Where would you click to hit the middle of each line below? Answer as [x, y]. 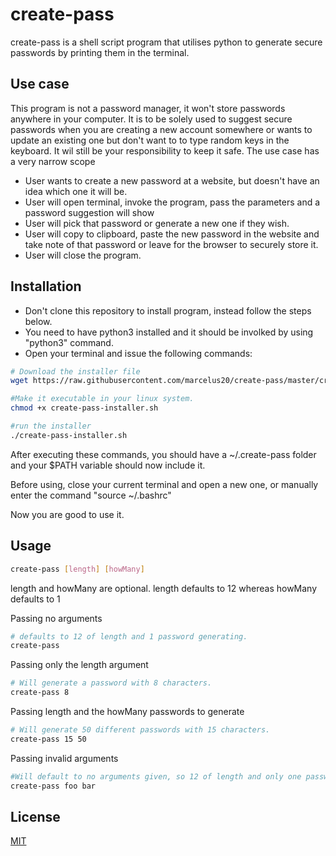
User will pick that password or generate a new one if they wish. [157, 223]
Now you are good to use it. [67, 514]
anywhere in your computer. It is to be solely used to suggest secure [151, 119]
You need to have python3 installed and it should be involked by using [169, 332]
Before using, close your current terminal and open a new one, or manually [164, 484]
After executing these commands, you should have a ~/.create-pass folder [163, 454]
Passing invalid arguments [64, 758]
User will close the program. [83, 255]
